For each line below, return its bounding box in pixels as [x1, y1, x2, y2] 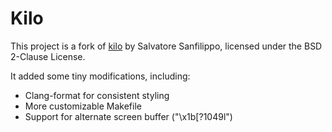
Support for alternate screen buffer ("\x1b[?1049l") [24, 110, 233, 122]
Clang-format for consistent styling [24, 89, 170, 101]
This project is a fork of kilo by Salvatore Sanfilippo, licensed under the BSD [10, 40, 323, 52]
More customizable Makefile [24, 100, 142, 112]
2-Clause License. [10, 50, 86, 62]
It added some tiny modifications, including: [10, 70, 191, 82]
